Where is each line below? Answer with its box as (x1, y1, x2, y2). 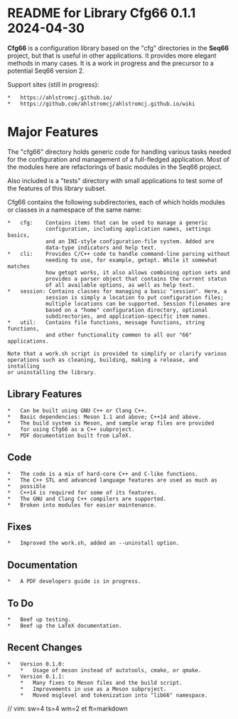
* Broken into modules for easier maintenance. (7, 501, 158, 509)
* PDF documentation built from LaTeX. (7, 432, 132, 439)
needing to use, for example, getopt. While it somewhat (45, 257, 218, 264)
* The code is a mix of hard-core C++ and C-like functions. (7, 470, 199, 477)
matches (7, 262, 31, 270)
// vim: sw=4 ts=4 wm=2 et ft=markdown (7, 704, 128, 713)
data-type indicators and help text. (45, 244, 158, 251)
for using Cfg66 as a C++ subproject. (20, 425, 135, 433)
